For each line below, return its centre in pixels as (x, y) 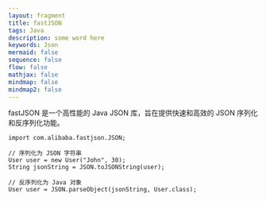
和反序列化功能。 (36, 123)
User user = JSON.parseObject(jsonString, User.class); (102, 190)
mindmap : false (33, 82)
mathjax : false (33, 75)
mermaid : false (33, 52)
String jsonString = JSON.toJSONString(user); (87, 168)
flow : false (28, 68)
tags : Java (26, 30)
